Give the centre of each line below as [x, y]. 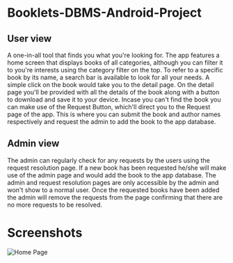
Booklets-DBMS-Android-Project [104, 13]
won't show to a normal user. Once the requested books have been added [113, 190]
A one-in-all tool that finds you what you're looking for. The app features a [114, 55]
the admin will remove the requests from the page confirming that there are [115, 197]
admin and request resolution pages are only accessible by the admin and [113, 182]
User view [30, 39]
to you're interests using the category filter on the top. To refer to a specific [115, 70]
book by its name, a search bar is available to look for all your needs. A [109, 77]
